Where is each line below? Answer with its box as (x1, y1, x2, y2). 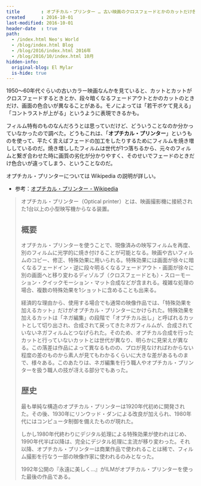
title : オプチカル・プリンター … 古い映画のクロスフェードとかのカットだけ (6, 8, 193, 15)
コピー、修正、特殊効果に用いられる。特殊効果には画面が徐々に (31, 257, 189, 264)
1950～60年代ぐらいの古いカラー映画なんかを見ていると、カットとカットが (6, 87, 193, 95)
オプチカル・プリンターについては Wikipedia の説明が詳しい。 (6, 172, 159, 180)
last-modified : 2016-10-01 (6, 20, 74, 26)
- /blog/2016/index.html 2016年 (11, 48, 92, 54)
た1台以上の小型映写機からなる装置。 (20, 205, 112, 212)
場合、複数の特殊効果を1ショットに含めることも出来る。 (20, 287, 160, 294)
